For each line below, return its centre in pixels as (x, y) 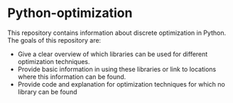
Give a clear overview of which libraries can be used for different (113, 54)
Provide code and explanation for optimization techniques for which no (121, 84)
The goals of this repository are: (54, 40)
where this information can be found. (72, 77)
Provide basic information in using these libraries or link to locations (117, 69)
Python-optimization (70, 13)
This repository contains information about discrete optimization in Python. (116, 33)
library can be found (47, 92)
